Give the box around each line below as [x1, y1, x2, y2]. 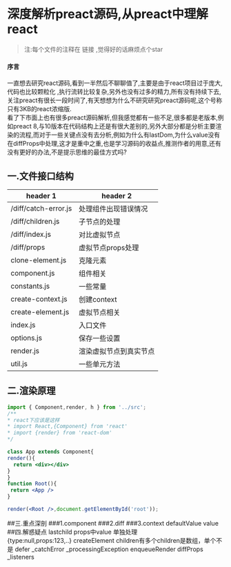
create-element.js [10, 307, 70, 316]
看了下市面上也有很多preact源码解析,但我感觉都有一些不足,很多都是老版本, [7, 113, 219, 122]
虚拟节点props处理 [78, 242, 139, 252]
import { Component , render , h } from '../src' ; [7, 403, 147, 411]
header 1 [26, 191, 57, 200]
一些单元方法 [78, 359, 121, 369]
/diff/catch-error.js [10, 203, 72, 213]
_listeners [7, 552, 34, 561]
